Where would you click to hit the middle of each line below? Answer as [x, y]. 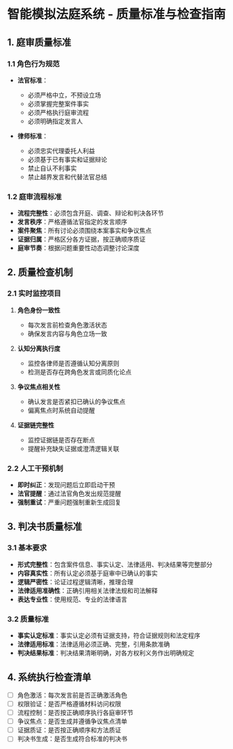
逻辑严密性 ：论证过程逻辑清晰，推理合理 [75, 582]
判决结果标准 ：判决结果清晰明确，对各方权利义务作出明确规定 [106, 653]
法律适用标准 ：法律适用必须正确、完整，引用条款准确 [94, 644]
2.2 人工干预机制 [35, 468]
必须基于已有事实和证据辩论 [67, 159]
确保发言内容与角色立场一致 [67, 333]
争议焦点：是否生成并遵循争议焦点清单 [72, 721]
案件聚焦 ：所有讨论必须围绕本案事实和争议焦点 [84, 231]
